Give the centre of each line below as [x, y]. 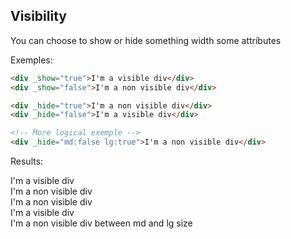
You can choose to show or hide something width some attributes [146, 40]
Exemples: [31, 60]
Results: [27, 161]
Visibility [38, 16]
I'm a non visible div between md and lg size [101, 223]
